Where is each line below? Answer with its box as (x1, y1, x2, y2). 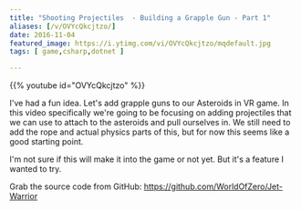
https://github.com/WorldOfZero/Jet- (143, 181, 283, 192)
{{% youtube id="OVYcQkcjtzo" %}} (9, 80, 146, 91)
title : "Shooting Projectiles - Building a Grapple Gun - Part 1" (9, 13, 272, 23)
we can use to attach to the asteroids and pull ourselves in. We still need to (9, 117, 291, 128)
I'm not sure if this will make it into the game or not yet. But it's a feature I (9, 154, 285, 165)
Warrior (9, 191, 38, 202)
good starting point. (9, 136, 84, 147)
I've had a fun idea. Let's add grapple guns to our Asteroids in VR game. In (9, 97, 289, 109)
